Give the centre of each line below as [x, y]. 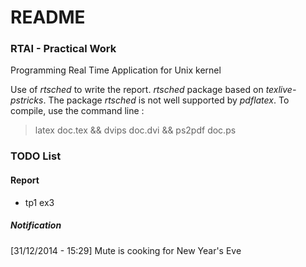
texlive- [281, 90]
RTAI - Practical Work [63, 49]
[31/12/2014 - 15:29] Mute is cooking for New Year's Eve [126, 250]
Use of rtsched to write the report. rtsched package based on [137, 90]
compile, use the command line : [77, 111]
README [48, 17]
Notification [36, 225]
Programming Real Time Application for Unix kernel [116, 70]
